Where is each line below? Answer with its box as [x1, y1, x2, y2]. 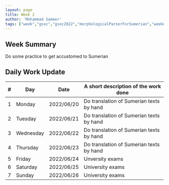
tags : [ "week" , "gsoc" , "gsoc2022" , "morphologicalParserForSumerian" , [5, 21, 152, 27]
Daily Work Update [5, 68, 65, 76]
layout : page [5, 7, 33, 13]
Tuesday [16, 115, 37, 122]
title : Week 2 [5, 12, 35, 17]
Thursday [16, 144, 39, 151]
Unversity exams [83, 155, 124, 162]
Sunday [16, 171, 34, 178]
